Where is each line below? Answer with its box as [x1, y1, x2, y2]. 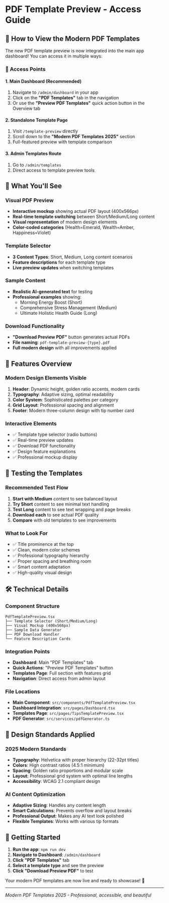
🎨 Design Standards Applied [5, 730, 95, 739]
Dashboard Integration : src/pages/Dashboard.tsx [12, 705, 116, 711]
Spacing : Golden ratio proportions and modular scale [12, 768, 123, 774]
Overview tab [12, 105, 41, 111]
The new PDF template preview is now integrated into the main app [5, 48, 144, 53]
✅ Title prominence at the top [12, 541, 74, 547]
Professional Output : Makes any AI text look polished [12, 813, 124, 819]
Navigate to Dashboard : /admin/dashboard [12, 852, 101, 858]
